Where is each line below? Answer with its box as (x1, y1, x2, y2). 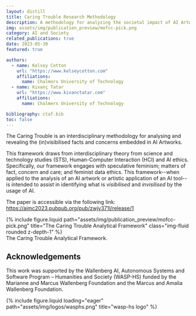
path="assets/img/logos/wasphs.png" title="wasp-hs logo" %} (6, 303, 157, 310)
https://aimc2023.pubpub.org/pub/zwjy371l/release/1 (6, 205, 134, 212)
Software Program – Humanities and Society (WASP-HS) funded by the (6, 273, 177, 280)
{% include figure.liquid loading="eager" (6, 297, 104, 304)
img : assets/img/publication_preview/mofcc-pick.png (6, 25, 137, 31)
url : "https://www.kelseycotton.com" (16, 68, 108, 74)
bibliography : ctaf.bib (6, 111, 64, 117)
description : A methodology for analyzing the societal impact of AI (6, 19, 179, 25)
